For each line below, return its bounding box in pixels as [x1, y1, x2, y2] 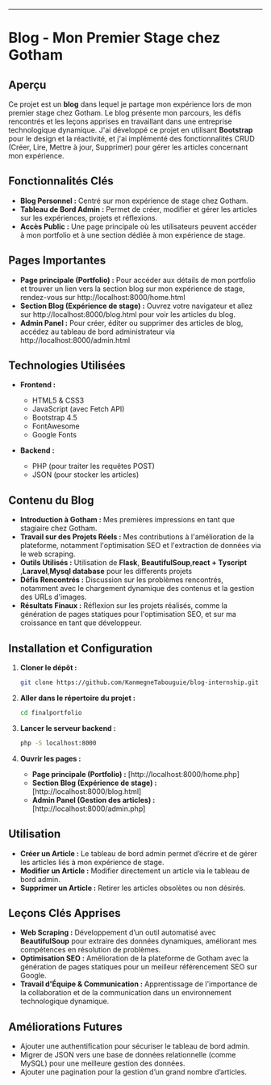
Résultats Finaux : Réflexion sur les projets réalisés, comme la [19, 601, 228, 610]
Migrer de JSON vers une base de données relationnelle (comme [19, 1050, 236, 1060]
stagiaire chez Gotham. [19, 523, 98, 534]
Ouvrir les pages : [19, 754, 81, 763]
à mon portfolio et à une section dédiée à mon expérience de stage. [19, 230, 246, 239]
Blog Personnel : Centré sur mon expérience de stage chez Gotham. [19, 196, 248, 205]
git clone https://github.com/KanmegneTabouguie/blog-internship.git [19, 678, 260, 687]
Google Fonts [31, 430, 77, 440]
